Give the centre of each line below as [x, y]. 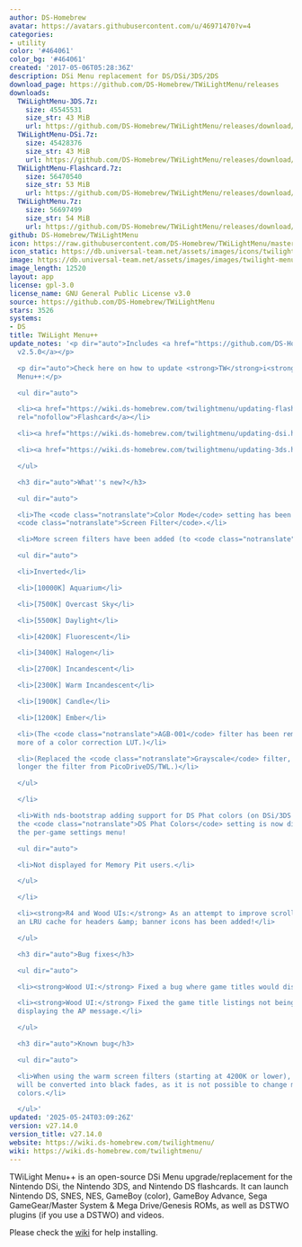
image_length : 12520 [48, 269]
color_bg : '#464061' [48, 59]
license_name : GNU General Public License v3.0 [100, 293]
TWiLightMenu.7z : [50, 202]
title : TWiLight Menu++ [54, 335]
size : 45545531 [54, 110]
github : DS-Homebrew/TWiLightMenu [74, 235]
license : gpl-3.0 [42, 285]
